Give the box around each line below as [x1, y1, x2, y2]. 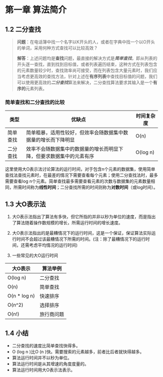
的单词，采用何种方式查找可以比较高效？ [16, 45, 98, 51]
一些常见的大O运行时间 [12, 252, 58, 258]
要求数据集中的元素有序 [40, 153, 95, 160]
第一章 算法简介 [5, 4, 67, 16]
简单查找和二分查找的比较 [5, 99, 65, 106]
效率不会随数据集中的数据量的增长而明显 [26, 146, 119, 153]
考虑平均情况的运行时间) [29, 242, 78, 248]
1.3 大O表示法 [5, 200, 46, 208]
